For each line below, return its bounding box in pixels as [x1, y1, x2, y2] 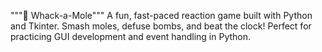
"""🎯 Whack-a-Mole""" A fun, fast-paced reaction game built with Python [10, 10, 313, 21]
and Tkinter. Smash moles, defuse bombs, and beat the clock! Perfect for [10, 20, 312, 32]
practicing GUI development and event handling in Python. [10, 31, 252, 42]
